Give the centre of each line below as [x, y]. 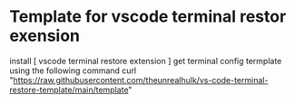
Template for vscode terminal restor [148, 17]
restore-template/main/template [69, 90]
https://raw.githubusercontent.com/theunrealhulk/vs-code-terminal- [141, 80]
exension [44, 36]
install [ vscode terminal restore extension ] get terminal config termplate [146, 61]
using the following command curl [73, 71]
